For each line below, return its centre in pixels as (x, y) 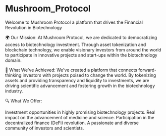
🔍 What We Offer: (24, 101)
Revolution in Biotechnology (34, 27)
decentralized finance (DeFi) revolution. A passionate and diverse (72, 123)
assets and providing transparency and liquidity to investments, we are (77, 80)
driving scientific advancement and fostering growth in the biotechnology (80, 86)
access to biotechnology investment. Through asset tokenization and (76, 45)
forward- (148, 70)
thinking (13, 75)
